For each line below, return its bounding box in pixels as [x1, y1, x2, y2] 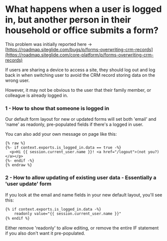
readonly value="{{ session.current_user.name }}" [14, 211, 122, 217]
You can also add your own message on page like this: [5, 131, 117, 137]
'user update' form [5, 181, 52, 188]
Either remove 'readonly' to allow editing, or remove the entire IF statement [5, 225, 159, 231]
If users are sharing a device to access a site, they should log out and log [5, 66, 156, 73]
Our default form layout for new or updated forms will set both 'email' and [5, 116, 157, 122]
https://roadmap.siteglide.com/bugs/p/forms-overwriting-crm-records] [6, 46, 153, 52]
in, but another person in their [5, 14, 131, 25]
